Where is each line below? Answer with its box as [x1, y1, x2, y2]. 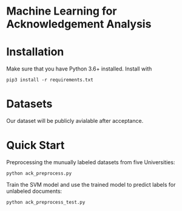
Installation [6, 45, 64, 59]
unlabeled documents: [6, 187, 62, 195]
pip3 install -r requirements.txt [6, 77, 94, 83]
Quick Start [6, 139, 65, 153]
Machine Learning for [6, 4, 117, 18]
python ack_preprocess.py [6, 170, 72, 176]
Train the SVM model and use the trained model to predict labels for [6, 181, 176, 188]
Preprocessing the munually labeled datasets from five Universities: [6, 159, 175, 165]
